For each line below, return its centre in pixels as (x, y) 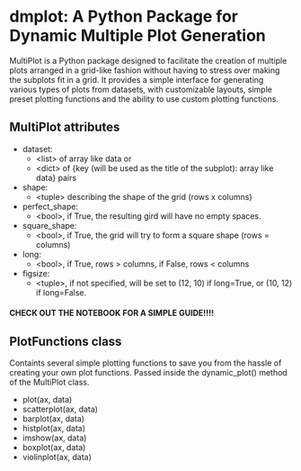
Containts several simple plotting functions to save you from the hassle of (146, 363)
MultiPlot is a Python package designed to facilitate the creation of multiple (148, 60)
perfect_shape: (50, 206)
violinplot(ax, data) (57, 457)
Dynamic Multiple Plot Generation (138, 36)
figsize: (36, 273)
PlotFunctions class (66, 341)
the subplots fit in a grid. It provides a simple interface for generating (137, 79)
